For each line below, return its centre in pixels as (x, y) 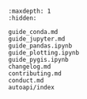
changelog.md (30, 67)
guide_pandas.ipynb (40, 46)
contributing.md (35, 74)
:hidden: (23, 18)
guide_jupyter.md (37, 39)
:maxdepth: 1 (30, 11)
